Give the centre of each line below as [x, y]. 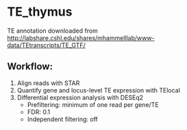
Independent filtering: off [62, 119]
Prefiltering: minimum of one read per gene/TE [93, 104]
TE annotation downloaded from [52, 31]
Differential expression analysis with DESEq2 [80, 97]
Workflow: [30, 66]
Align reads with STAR [48, 83]
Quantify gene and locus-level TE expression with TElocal [98, 90]
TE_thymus [40, 12]
